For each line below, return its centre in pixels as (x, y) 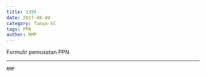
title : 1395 (21, 12)
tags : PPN (19, 29)
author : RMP (21, 35)
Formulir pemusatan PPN (38, 52)
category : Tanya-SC (31, 23)
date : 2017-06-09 (29, 18)
